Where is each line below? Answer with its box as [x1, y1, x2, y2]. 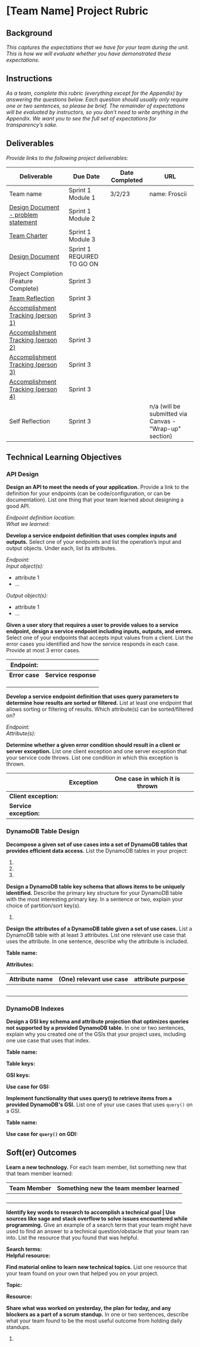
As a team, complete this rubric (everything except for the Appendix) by [6, 89, 183, 97]
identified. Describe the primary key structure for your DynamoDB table [6, 889, 183, 896]
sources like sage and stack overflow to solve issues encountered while [6, 1215, 188, 1222]
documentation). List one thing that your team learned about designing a [6, 496, 184, 503]
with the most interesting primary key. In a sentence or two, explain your [6, 896, 183, 903]
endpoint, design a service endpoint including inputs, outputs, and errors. [6, 628, 193, 635]
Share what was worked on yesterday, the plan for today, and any [6, 1304, 171, 1311]
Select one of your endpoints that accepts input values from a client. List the [6, 634, 193, 642]
